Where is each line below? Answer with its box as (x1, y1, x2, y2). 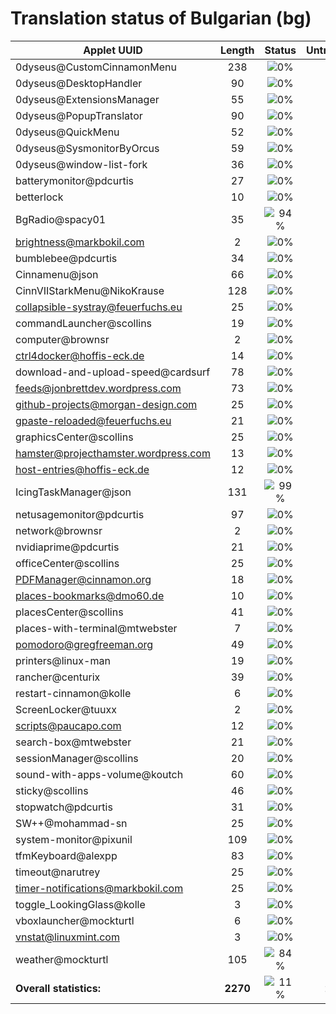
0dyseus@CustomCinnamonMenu (15, 60, 177, 74)
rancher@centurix (15, 670, 101, 684)
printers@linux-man (15, 653, 111, 667)
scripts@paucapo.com (15, 718, 122, 732)
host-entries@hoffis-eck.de (15, 462, 150, 476)
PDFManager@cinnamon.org (15, 572, 152, 586)
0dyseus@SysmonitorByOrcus (15, 141, 160, 155)
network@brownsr (15, 523, 103, 537)
